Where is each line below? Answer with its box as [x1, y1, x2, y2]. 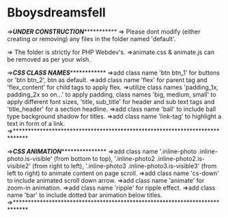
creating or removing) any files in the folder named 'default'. [7, 34, 176, 42]
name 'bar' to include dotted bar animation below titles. [7, 190, 162, 199]
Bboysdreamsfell [7, 5, 106, 21]
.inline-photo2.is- [156, 154, 205, 162]
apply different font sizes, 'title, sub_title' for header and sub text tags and [7, 97, 215, 105]
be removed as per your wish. [7, 55, 91, 63]
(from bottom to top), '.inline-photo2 [53, 154, 156, 162]
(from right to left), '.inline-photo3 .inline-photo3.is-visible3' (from [31, 162, 217, 170]
